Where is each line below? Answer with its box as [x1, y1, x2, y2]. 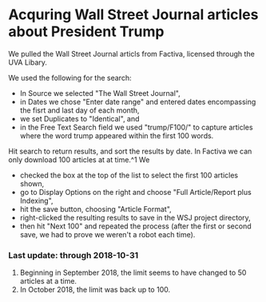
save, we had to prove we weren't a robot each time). [19, 229, 196, 239]
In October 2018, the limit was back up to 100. [19, 285, 170, 295]
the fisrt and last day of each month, [19, 105, 140, 115]
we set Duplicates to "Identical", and [19, 113, 140, 123]
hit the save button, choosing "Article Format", [19, 204, 172, 213]
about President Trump [8, 22, 165, 41]
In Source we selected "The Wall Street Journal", [19, 88, 181, 97]
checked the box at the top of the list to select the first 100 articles [19, 170, 238, 180]
